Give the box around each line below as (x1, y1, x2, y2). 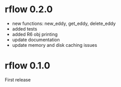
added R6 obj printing (12, 31, 58, 37)
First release (5, 76, 31, 82)
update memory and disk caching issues (12, 42, 98, 48)
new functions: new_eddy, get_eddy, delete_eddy (12, 20, 116, 26)
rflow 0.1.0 (5, 60, 50, 72)
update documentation (12, 37, 60, 43)
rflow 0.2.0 (5, 4, 53, 15)
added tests (12, 25, 38, 32)
